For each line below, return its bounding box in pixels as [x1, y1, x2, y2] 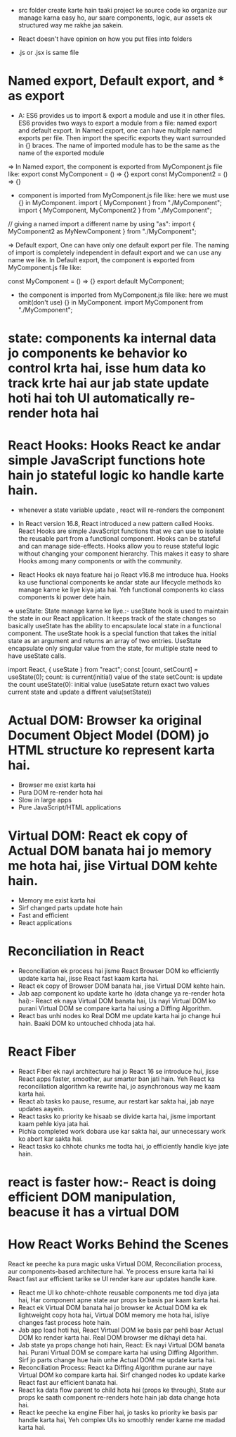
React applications [18, 918, 72, 927]
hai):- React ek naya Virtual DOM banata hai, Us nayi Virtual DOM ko [18, 996, 216, 1005]
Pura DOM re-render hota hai [18, 788, 103, 796]
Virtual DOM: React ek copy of [8, 828, 188, 844]
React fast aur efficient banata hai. [18, 1378, 118, 1386]
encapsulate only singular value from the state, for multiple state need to [8, 644, 218, 653]
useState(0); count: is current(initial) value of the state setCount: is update [8, 673, 223, 681]
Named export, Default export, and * [8, 73, 225, 89]
